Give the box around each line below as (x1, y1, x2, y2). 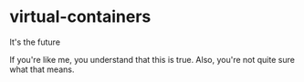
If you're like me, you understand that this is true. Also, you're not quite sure (9, 54, 295, 65)
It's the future (9, 36, 61, 47)
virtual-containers (9, 6, 152, 27)
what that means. (9, 64, 75, 75)
